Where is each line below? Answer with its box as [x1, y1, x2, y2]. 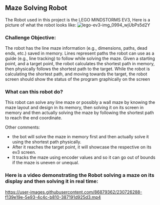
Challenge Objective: [5, 34, 56, 41]
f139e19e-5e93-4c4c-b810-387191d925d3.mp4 [5, 194, 101, 200]
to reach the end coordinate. [5, 115, 62, 121]
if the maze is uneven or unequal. [12, 160, 80, 166]
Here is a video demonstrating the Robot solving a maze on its [5, 172, 155, 179]
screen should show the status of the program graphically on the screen [5, 76, 150, 82]
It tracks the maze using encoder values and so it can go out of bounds [12, 154, 156, 160]
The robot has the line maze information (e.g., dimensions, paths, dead [5, 45, 147, 51]
